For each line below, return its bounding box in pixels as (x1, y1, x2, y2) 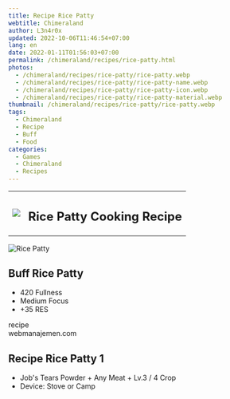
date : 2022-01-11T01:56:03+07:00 (8, 49, 119, 57)
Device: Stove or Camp (19, 381, 96, 391)
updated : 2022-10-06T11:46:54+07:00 (8, 34, 130, 42)
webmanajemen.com (8, 329, 77, 338)
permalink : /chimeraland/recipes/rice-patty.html (8, 57, 177, 65)
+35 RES (19, 305, 49, 314)
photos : (8, 64, 34, 72)
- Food (15, 137, 37, 146)
